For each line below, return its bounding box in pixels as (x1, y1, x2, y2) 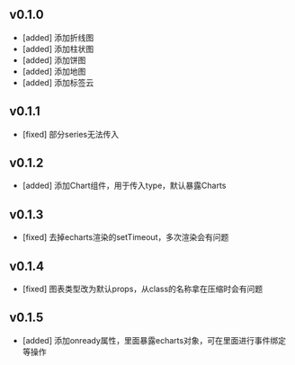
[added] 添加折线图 (22, 31, 94, 43)
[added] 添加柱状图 (22, 43, 94, 54)
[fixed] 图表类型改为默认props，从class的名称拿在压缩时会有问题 (22, 283, 264, 295)
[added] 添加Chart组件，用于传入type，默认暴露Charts (22, 180, 227, 191)
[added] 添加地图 (22, 66, 86, 76)
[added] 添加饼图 (22, 54, 86, 66)
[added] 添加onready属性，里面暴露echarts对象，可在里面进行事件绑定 (22, 334, 286, 345)
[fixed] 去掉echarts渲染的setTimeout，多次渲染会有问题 (22, 232, 229, 243)
